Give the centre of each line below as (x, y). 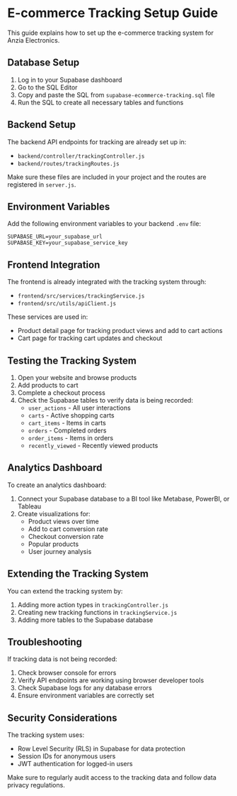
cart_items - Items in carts (67, 423)
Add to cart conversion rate (68, 529)
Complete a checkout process (62, 393)
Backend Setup (42, 125)
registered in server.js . (42, 184)
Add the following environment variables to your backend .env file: (104, 224)
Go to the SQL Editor (47, 87)
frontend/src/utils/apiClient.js (67, 304)
